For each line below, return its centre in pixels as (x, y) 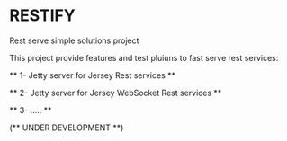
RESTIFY (42, 16)
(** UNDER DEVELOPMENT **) (67, 128)
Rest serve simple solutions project (74, 40)
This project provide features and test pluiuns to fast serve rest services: (144, 57)
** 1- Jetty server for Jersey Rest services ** (93, 75)
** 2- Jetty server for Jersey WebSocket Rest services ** (116, 93)
